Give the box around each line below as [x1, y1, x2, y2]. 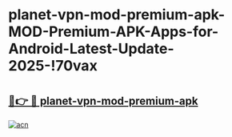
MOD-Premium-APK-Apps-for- [8, 22, 219, 41]
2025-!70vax [8, 57, 98, 75]
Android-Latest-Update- [8, 40, 174, 58]
